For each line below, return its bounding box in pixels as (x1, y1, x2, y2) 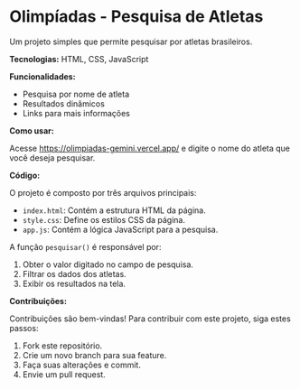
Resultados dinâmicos (22, 97, 106, 109)
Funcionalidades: (9, 70, 76, 82)
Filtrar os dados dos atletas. (22, 268, 127, 279)
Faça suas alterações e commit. (22, 359, 142, 370)
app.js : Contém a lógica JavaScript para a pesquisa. (22, 224, 219, 235)
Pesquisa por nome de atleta (22, 88, 130, 99)
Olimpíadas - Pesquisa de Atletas (9, 6, 264, 27)
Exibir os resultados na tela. (22, 278, 127, 289)
